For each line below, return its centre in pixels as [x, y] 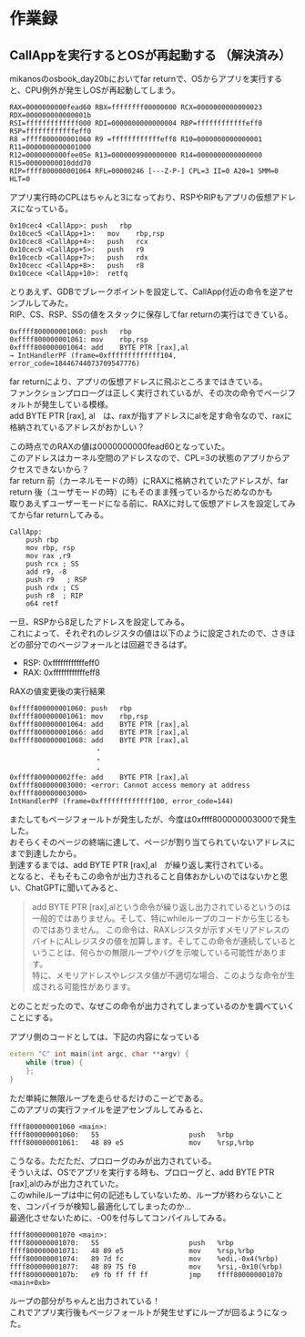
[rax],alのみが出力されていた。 [66, 1183]
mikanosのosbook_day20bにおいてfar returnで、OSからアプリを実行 [138, 79]
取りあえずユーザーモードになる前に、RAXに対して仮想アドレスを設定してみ [152, 503]
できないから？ [61, 469]
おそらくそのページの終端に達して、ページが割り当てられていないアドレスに [152, 842]
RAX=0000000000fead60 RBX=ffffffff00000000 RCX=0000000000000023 [136, 107]
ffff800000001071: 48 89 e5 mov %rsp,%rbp [132, 1250]
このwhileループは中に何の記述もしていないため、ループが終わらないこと [147, 1195]
